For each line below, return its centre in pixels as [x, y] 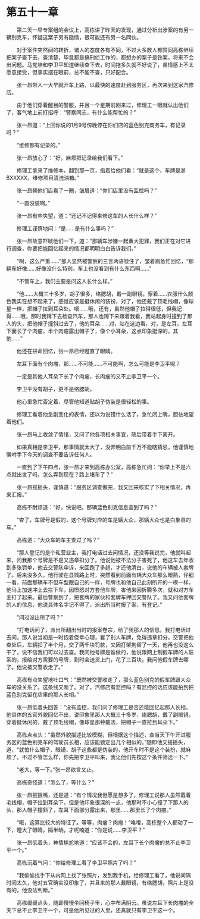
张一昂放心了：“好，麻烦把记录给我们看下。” [70, 158]
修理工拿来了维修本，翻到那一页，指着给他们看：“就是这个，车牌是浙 [101, 170]
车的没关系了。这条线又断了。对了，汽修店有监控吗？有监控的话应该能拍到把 [100, 687]
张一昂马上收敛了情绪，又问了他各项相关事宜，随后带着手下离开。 [97, 434]
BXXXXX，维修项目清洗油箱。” [43, 178]
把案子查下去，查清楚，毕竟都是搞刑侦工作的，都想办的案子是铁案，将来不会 [100, 57]
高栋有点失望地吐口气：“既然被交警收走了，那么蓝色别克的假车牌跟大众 [104, 679]
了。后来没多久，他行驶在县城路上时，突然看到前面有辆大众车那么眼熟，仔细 [100, 575]
